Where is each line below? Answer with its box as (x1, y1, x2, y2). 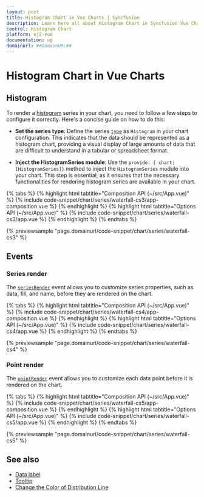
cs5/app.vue (6, 419, 38, 426)
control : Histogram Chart (6, 26, 72, 32)
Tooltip (15, 477, 33, 484)
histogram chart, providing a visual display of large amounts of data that (15, 140, 195, 148)
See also (6, 454, 39, 465)
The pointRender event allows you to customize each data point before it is (6, 374, 193, 382)
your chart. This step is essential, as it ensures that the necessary (15, 171, 180, 179)
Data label (15, 470, 41, 478)
